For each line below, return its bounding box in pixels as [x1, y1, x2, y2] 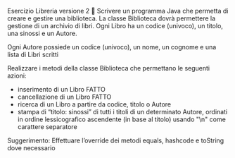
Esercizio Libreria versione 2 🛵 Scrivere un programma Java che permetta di [7, 7, 229, 15]
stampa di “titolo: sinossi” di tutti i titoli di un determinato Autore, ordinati [17, 108, 228, 116]
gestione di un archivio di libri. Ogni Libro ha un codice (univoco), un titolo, [7, 22, 224, 30]
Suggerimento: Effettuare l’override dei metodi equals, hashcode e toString [7, 136, 224, 145]
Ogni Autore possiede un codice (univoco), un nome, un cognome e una [7, 43, 217, 51]
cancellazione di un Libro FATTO [17, 92, 112, 101]
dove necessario [7, 144, 56, 152]
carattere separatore [17, 123, 77, 130]
